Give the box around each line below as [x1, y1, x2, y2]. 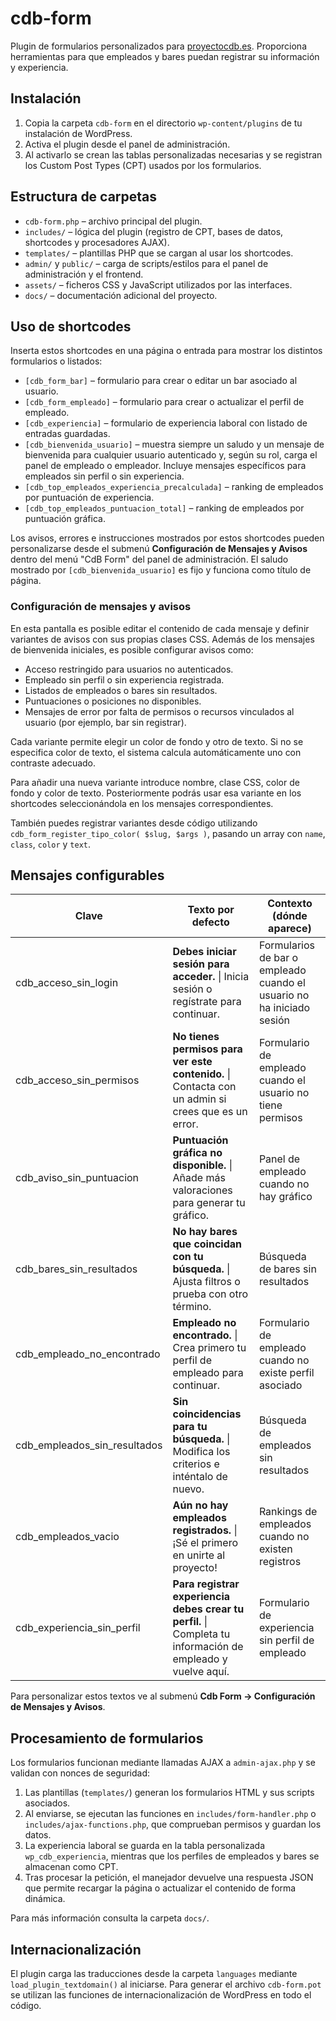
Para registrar [172, 1577, 240, 1591]
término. [172, 1300, 212, 1314]
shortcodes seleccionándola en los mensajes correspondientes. [10, 797, 274, 809]
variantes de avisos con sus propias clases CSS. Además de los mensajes [10, 633, 315, 645]
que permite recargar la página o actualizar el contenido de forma [24, 1882, 297, 1894]
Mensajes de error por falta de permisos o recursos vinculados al [24, 705, 295, 717]
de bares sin [258, 1262, 317, 1276]
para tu [172, 1420, 208, 1434]
